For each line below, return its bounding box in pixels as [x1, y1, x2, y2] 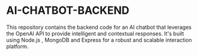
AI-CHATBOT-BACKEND [6, 4, 130, 17]
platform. [6, 43, 29, 50]
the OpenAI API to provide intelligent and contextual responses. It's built [6, 30, 184, 37]
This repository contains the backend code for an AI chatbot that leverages [6, 23, 192, 31]
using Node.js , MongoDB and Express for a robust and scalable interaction [6, 36, 192, 43]
